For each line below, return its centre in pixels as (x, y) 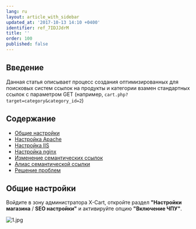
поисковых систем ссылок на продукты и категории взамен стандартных (98, 88)
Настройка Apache (38, 139)
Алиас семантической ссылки (52, 164)
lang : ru (17, 11)
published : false (27, 44)
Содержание (31, 119)
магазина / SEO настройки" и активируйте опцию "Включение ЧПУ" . (94, 209)
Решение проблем (38, 170)
